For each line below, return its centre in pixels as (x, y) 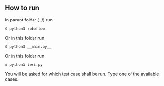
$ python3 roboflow (25, 29)
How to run (22, 8)
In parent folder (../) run (29, 20)
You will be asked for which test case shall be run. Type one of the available (82, 74)
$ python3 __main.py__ (28, 47)
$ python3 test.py (24, 65)
